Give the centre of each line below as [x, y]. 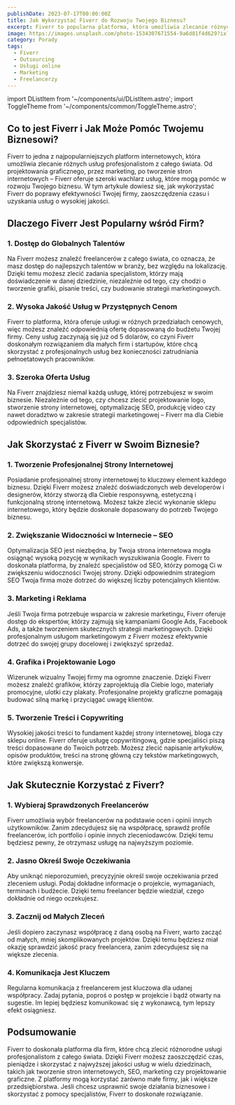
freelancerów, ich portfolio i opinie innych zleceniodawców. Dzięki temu [110, 835]
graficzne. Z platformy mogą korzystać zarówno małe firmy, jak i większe [113, 1079]
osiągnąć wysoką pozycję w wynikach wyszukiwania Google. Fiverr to [108, 558]
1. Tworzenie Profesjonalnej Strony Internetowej [90, 464]
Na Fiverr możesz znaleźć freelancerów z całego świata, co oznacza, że [111, 258]
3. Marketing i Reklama [47, 599]
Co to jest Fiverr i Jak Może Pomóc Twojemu [106, 128]
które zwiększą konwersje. [45, 763]
